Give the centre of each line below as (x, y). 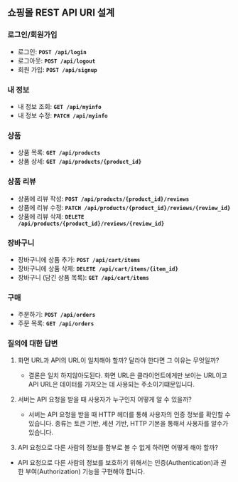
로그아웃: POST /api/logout (56, 61)
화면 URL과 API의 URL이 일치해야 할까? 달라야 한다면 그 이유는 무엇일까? (118, 360)
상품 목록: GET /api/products (59, 152)
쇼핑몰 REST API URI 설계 (61, 13)
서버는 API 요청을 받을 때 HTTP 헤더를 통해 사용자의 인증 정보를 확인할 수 (129, 414)
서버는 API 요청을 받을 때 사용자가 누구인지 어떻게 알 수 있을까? (104, 399)
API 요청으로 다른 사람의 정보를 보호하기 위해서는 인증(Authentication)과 (118, 463)
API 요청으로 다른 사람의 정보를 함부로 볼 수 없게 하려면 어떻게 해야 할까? (118, 448)
